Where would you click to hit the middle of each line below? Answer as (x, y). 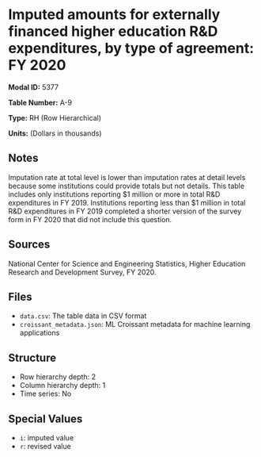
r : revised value (45, 446)
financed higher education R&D (113, 31)
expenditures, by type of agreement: (131, 48)
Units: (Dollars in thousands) (55, 133)
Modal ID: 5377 (34, 87)
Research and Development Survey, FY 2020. (82, 272)
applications (40, 333)
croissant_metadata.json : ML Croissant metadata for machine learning (135, 325)
